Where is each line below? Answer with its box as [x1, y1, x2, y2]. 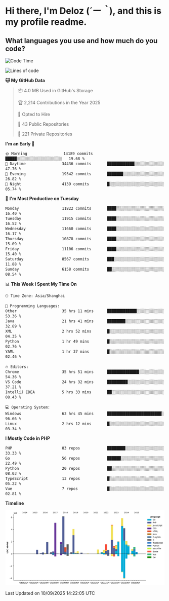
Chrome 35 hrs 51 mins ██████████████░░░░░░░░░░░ [5, 369, 164, 374]
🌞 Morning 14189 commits [5, 151, 93, 156]
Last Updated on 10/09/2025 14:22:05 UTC [5, 590, 95, 596]
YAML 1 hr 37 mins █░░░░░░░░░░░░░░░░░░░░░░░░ [5, 349, 164, 354]
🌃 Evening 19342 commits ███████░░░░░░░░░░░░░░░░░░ [5, 171, 164, 176]
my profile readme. [5, 16, 87, 28]
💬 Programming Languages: [5, 304, 60, 309]
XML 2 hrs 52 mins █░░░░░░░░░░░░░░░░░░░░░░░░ [5, 329, 164, 334]
